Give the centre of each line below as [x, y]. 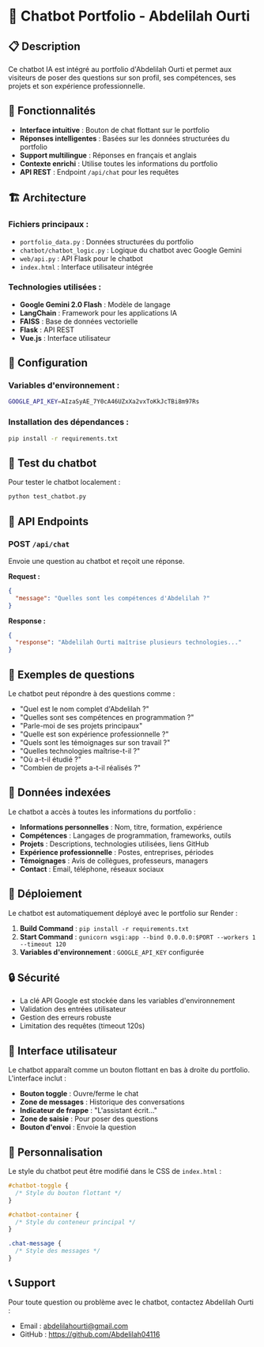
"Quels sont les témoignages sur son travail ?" [95, 742]
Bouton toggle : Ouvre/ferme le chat [79, 1094]
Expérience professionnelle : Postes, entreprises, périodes [117, 852]
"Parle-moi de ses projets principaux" [81, 725]
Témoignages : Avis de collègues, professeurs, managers [114, 861]
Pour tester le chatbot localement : [64, 482]
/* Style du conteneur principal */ [75, 1222]
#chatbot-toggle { [38, 1186]
